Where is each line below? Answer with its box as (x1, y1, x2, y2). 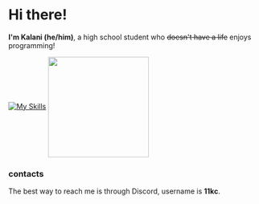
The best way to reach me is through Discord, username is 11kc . (8, 186, 221, 196)
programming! (8, 40, 55, 50)
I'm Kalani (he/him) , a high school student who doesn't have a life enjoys (8, 32, 252, 42)
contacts (8, 168, 44, 179)
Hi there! (8, 6, 68, 24)
